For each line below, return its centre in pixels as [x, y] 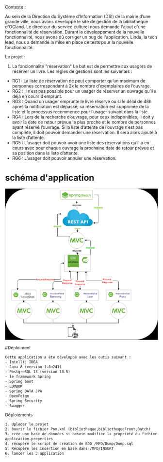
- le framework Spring [28, 376]
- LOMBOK [14, 386]
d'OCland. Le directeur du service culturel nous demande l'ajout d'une [75, 27]
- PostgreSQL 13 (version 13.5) [38, 372]
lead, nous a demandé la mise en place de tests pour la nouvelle [69, 42]
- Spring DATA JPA [24, 391]
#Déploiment [18, 347]
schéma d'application [50, 178]
